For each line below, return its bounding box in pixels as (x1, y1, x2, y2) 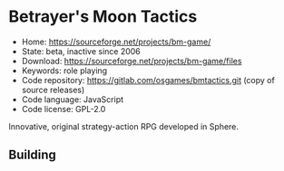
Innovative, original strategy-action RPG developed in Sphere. (8, 120, 240, 132)
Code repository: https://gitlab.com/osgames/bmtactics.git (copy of (21, 74, 276, 85)
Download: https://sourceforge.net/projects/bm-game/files (21, 55, 242, 66)
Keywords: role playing (21, 65, 108, 76)
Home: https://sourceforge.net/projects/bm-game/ (21, 36, 211, 47)
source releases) (21, 84, 85, 95)
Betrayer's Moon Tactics (8, 6, 198, 27)
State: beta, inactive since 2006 (21, 45, 142, 56)
